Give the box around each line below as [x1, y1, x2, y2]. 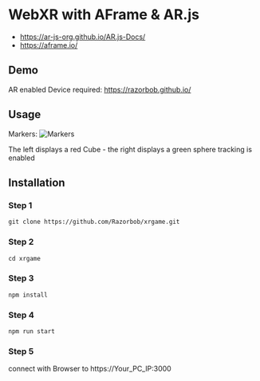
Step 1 [8, 199, 33, 210]
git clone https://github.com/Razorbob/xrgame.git [8, 218, 180, 226]
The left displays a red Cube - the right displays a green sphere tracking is [8, 144, 253, 154]
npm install [8, 291, 48, 299]
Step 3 [8, 273, 34, 284]
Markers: [8, 129, 38, 139]
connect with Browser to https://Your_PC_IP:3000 [8, 364, 171, 374]
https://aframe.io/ [19, 40, 78, 49]
